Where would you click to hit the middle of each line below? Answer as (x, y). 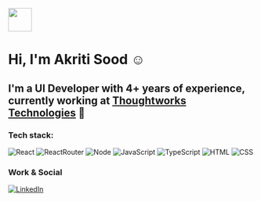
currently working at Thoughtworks (97, 100)
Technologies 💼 (47, 113)
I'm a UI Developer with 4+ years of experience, (127, 88)
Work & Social (35, 172)
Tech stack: (31, 135)
